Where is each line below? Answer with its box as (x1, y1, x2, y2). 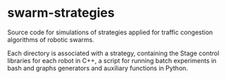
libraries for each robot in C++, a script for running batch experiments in (7, 56, 217, 64)
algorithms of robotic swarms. (7, 35, 95, 43)
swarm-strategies (7, 5, 115, 21)
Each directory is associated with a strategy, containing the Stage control (7, 49, 220, 57)
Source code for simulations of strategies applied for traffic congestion (7, 28, 213, 36)
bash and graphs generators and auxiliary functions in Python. (7, 64, 189, 72)
